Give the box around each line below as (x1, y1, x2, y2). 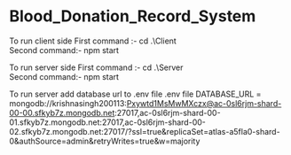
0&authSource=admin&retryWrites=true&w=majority (9, 136, 201, 146)
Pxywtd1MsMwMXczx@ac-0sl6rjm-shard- (126, 97, 282, 108)
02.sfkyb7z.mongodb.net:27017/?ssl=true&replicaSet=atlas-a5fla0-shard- (9, 126, 281, 136)
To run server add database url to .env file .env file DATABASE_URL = (9, 89, 262, 99)
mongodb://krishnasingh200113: (9, 97, 127, 108)
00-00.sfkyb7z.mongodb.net (9, 107, 115, 118)
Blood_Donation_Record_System (9, 6, 256, 27)
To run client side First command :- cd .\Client (9, 35, 177, 46)
